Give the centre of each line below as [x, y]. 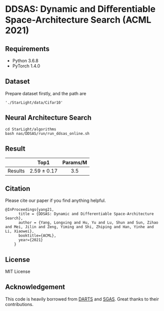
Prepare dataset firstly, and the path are [46, 93]
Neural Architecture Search [48, 118]
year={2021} [30, 240]
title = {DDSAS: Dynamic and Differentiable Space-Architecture [86, 214]
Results [16, 171]
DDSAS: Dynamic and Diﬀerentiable [81, 9]
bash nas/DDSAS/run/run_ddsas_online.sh [48, 133]
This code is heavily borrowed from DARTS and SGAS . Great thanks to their [82, 299]
